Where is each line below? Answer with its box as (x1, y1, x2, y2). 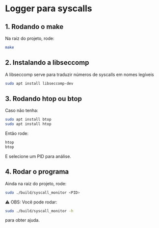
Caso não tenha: (5, 107, 38, 113)
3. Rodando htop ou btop (5, 94, 82, 103)
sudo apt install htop (5, 122, 52, 127)
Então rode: (5, 130, 28, 136)
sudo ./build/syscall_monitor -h (5, 208, 74, 213)
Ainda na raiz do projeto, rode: (5, 180, 67, 186)
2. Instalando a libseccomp (5, 58, 89, 67)
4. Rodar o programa (5, 168, 69, 176)
